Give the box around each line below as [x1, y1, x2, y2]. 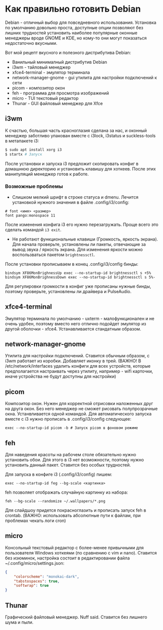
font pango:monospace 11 [5, 213, 55, 218]
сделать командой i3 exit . [5, 226, 62, 232]
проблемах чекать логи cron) [5, 518, 66, 524]
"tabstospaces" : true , [14, 578, 60, 584]
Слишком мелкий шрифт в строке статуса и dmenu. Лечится [12, 194, 139, 200]
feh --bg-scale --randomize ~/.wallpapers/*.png [5, 499, 106, 504]
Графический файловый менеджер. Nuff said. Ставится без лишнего [5, 614, 147, 620]
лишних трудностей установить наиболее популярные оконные [5, 30, 138, 36]
